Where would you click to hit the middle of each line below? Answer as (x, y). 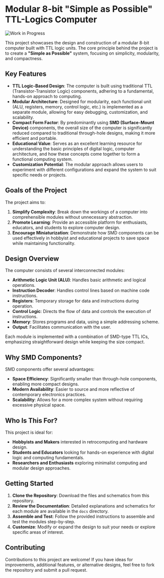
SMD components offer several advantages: (50, 369)
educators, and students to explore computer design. (66, 227)
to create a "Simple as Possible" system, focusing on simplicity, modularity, (82, 53)
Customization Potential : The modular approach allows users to (78, 164)
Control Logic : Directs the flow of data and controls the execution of (82, 311)
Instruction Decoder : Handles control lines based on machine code (81, 290)
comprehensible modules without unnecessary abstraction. (72, 217)
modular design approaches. (41, 468)
